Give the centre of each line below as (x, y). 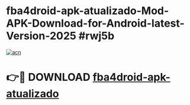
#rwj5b (96, 36)
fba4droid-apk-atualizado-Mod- (88, 11)
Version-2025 (41, 36)
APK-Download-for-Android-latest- (95, 23)
